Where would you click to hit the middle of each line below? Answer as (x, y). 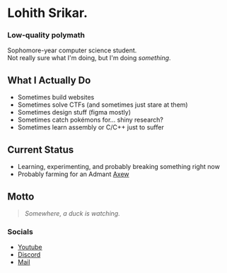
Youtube (30, 247)
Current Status (41, 150)
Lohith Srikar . (48, 13)
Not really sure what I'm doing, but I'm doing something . (89, 58)
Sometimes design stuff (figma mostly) (74, 112)
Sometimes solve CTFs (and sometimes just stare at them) (103, 105)
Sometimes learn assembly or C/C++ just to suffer (91, 127)
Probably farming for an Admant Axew (73, 174)
